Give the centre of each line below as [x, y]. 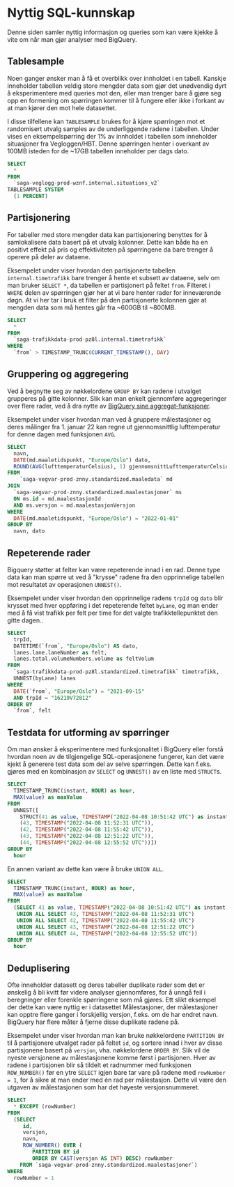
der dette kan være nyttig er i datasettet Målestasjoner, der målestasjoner [112, 1007]
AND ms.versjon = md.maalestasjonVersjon [75, 505]
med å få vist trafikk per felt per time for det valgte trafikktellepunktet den [112, 613]
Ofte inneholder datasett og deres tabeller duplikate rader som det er [106, 985]
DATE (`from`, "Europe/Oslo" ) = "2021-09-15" [79, 691]
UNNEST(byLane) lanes [45, 679]
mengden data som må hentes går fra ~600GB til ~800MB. [92, 307]
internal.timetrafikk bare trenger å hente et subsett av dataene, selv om [114, 277]
